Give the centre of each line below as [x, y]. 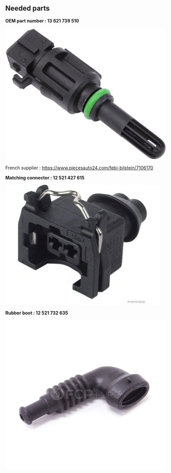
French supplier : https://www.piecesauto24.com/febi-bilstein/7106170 [79, 168]
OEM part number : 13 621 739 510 [42, 20]
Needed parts [28, 8]
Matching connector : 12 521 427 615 [45, 177]
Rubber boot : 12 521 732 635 [37, 313]
